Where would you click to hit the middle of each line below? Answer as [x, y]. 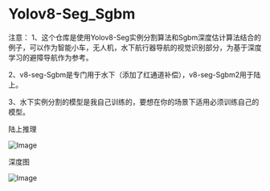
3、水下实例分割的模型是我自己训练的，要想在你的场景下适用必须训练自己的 [134, 102]
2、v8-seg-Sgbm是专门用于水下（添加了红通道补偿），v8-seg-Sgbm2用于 [131, 74]
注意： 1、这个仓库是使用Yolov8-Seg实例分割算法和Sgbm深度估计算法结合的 [135, 37]
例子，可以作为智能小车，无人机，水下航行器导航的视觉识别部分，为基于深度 [135, 47]
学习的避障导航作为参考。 [51, 57]
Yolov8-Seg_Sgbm [72, 14]
